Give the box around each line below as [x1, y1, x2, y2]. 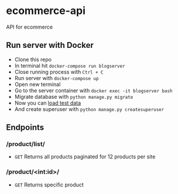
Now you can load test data [14, 99, 81, 106]
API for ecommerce [6, 23, 53, 30]
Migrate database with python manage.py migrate [14, 93, 133, 100]
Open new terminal [14, 81, 61, 88]
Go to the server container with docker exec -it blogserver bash [14, 86, 173, 94]
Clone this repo [14, 56, 52, 63]
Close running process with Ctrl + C [14, 68, 104, 75]
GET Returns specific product [14, 181, 84, 188]
